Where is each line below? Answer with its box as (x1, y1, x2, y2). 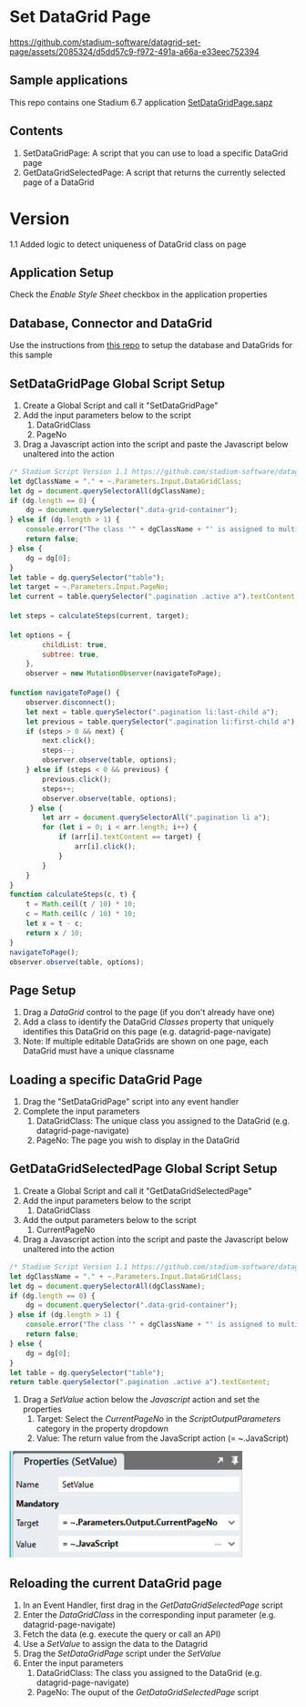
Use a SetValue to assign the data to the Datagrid (22, 1639, 208, 1650)
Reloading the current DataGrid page (9, 1575, 223, 1591)
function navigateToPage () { (9, 688, 120, 698)
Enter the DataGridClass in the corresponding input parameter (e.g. (22, 1609, 276, 1620)
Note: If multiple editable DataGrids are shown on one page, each (22, 1036, 269, 1047)
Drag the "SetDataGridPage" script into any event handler (22, 1096, 240, 1107)
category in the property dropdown (36, 1424, 168, 1434)
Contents (9, 123, 64, 139)
